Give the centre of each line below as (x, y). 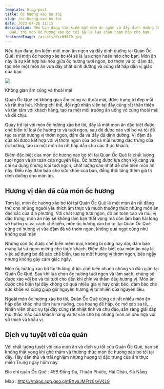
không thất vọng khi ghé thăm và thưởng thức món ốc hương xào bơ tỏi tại (80, 352)
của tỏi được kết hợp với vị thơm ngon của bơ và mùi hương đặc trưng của (79, 140)
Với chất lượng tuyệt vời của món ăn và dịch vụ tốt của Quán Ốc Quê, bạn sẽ (82, 346)
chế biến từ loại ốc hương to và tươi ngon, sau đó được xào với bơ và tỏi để (80, 130)
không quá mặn (21, 234)
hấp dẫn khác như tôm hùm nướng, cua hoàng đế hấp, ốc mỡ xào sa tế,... (79, 304)
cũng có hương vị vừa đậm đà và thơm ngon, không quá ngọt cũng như (76, 229)
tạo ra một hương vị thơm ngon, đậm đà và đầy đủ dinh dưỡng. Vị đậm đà (79, 135)
